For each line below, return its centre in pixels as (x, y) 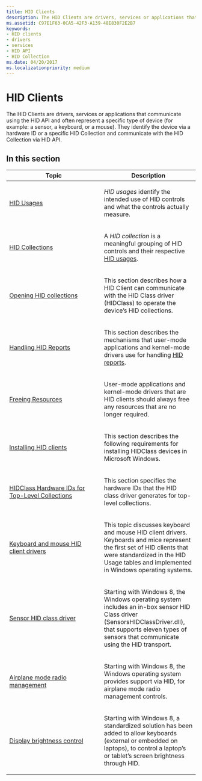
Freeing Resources (36, 400)
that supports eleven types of (146, 629)
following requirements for (141, 444)
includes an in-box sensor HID (147, 607)
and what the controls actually (147, 207)
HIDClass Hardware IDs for (47, 488)
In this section (33, 159)
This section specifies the (140, 481)
